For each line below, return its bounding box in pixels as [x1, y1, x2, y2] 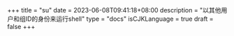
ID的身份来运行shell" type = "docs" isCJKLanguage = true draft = [25, 15, 214, 23]
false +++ [7, 23, 36, 30]
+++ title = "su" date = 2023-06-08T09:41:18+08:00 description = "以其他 [7, 6, 221, 14]
